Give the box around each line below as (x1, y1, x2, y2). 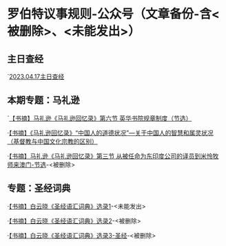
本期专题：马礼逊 (7, 94, 80, 107)
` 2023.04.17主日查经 (7, 73, 65, 80)
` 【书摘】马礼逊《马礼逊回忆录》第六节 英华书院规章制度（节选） (7, 114, 192, 122)
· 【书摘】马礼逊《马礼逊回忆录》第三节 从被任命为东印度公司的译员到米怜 (7, 152, 213, 160)
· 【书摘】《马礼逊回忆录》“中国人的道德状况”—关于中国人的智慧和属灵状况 (7, 128, 214, 137)
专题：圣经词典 (7, 183, 71, 194)
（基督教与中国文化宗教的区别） (7, 137, 98, 145)
